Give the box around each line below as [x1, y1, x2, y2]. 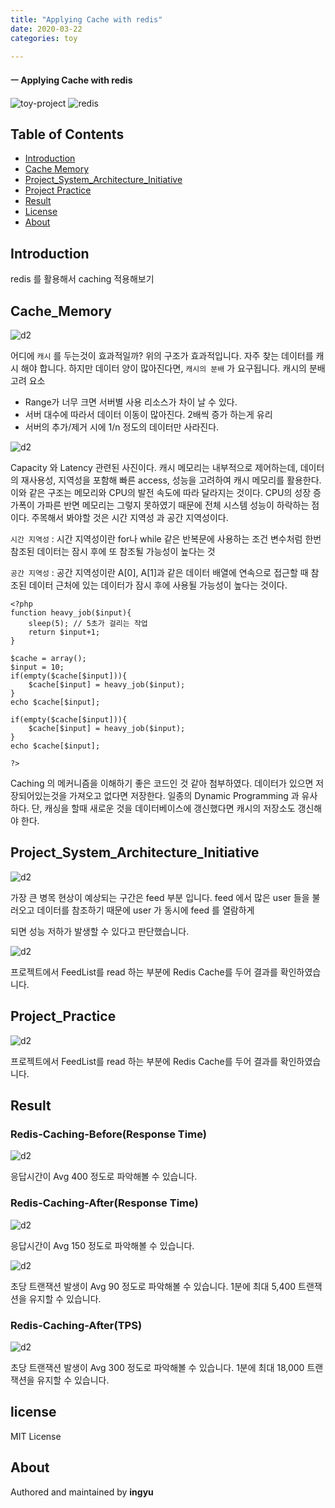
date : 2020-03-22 [10, 24, 83, 34]
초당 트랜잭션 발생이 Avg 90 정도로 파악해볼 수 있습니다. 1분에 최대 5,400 [10, 1280, 297, 1292]
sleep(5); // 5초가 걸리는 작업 [28, 619, 148, 629]
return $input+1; [28, 627, 101, 638]
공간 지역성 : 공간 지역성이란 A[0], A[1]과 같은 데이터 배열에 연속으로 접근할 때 [10, 567, 309, 579]
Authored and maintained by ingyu [10, 1486, 154, 1498]
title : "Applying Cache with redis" [10, 14, 163, 25]
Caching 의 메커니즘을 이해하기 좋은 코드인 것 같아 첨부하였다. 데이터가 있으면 [10, 777, 314, 790]
